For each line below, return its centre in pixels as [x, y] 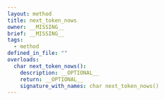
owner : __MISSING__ [36, 27]
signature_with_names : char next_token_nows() [90, 86]
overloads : [23, 60]
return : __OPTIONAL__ [51, 79]
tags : [15, 40]
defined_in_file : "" [38, 54]
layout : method [30, 14]
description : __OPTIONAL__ [60, 73]
